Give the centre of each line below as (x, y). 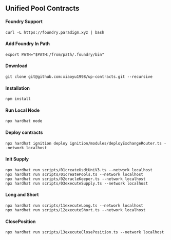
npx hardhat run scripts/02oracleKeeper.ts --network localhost (75, 179)
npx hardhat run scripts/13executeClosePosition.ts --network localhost (85, 232)
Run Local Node (23, 110)
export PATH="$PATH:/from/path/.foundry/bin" (55, 54)
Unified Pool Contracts (42, 8)
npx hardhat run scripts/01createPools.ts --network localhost (74, 174)
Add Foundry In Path (28, 44)
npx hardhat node (24, 121)
